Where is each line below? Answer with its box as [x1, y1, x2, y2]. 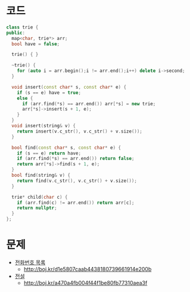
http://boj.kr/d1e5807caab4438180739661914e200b [23, 266, 152, 272]
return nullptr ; [17, 205, 58, 211]
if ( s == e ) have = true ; [17, 89, 82, 96]
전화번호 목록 [14, 259, 46, 266]
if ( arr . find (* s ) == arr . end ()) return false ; [17, 156, 135, 162]
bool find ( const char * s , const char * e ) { [11, 145, 122, 150]
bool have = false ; [11, 41, 60, 47]
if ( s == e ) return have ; [17, 150, 82, 156]
